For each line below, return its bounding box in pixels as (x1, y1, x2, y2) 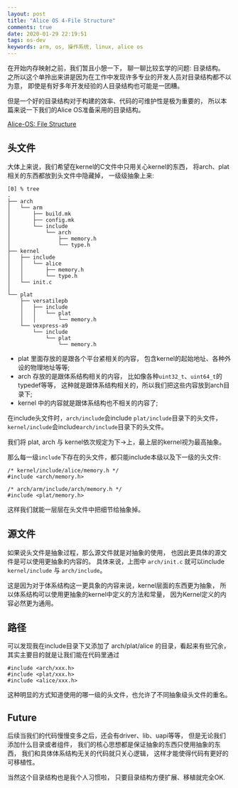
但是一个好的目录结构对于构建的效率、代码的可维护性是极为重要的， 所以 (7, 97, 221, 105)
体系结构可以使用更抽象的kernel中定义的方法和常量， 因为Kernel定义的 (13, 590, 221, 598)
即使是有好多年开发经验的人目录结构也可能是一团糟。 (27, 82, 183, 90)
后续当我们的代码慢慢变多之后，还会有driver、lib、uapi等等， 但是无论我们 (7, 731, 226, 740)
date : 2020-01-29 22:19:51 (7, 30, 87, 38)
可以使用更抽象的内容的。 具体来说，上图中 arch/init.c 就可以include (19, 557, 225, 566)
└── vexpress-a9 (20, 322, 69, 329)
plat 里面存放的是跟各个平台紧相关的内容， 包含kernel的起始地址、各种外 (17, 354, 231, 362)
